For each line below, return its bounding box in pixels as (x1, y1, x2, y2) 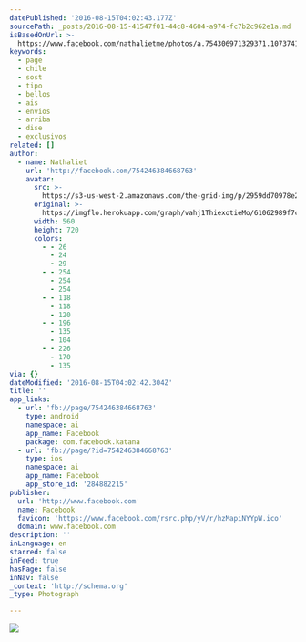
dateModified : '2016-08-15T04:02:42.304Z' (9, 378, 173, 388)
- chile (17, 65, 47, 74)
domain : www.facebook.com (17, 522, 117, 532)
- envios (17, 107, 51, 116)
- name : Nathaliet (17, 157, 88, 167)
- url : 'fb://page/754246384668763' (17, 403, 157, 413)
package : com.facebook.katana (25, 437, 141, 447)
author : (9, 149, 39, 158)
